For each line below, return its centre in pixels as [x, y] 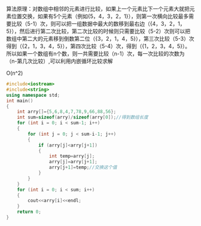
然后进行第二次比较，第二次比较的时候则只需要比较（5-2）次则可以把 [105, 31]
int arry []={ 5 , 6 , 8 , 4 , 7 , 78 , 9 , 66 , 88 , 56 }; [67, 112]
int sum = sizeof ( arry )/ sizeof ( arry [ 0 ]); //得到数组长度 [83, 117]
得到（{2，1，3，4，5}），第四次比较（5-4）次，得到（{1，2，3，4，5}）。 [98, 46]
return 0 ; [29, 212]
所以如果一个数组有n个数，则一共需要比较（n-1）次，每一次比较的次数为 [95, 54]
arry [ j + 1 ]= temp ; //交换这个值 [83, 167]
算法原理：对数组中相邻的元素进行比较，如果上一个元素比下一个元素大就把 [98, 9]
